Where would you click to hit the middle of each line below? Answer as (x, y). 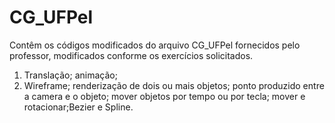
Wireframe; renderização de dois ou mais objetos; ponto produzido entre (174, 85)
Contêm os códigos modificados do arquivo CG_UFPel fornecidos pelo (155, 45)
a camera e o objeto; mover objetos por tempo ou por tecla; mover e (164, 96)
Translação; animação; (70, 75)
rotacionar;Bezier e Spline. (78, 107)
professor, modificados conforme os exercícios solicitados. (131, 55)
